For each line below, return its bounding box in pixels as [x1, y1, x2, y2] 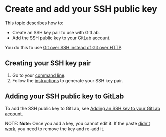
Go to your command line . [12, 72, 66, 78]
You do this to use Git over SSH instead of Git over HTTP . [5, 44, 123, 50]
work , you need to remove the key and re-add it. [5, 126, 105, 132]
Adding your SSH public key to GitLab [5, 92, 124, 101]
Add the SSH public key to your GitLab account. [12, 35, 111, 41]
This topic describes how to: [5, 20, 64, 26]
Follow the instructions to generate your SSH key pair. [12, 77, 123, 83]
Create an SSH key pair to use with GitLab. [12, 29, 100, 35]
